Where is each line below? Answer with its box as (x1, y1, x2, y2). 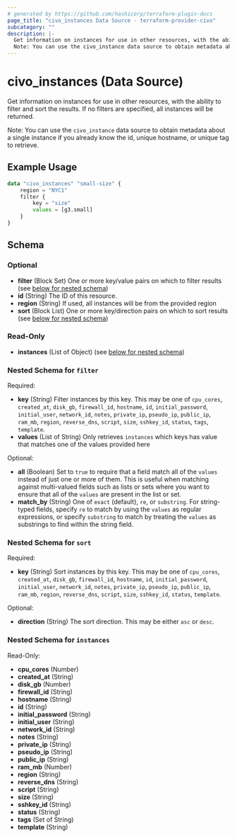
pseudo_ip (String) (17, 747, 73, 756)
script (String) (17, 785, 59, 793)
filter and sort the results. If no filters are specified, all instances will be (7, 104, 214, 113)
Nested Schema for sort (7, 538, 92, 548)
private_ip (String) (17, 740, 72, 748)
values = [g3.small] (32, 206, 93, 214)
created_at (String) (17, 673, 74, 681)
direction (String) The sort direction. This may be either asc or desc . (17, 617, 214, 626)
